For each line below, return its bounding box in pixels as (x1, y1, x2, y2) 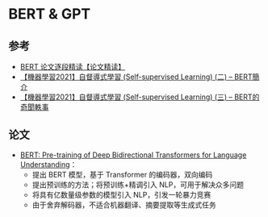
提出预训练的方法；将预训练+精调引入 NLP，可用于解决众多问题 (31, 179, 245, 190)
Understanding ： (19, 159, 77, 169)
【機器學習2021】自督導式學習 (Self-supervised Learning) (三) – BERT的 (19, 92, 260, 102)
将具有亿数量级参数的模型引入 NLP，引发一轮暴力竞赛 (31, 190, 211, 199)
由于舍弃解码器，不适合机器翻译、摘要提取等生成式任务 (31, 199, 216, 210)
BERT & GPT (8, 5, 91, 23)
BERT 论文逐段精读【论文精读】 (19, 62, 126, 71)
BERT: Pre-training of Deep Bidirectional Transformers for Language (19, 150, 247, 160)
